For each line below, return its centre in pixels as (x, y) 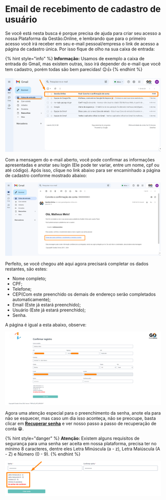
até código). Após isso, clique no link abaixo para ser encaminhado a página (83, 170)
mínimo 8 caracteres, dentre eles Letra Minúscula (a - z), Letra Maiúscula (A (83, 449)
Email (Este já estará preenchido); (46, 305)
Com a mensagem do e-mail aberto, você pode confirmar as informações (80, 159)
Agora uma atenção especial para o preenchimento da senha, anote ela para (83, 413)
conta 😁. (14, 429)
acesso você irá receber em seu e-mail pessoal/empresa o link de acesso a (82, 43)
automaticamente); (31, 300)
